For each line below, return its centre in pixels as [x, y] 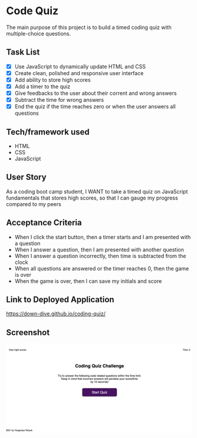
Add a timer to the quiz [42, 86]
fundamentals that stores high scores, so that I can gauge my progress [92, 198]
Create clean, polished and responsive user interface [79, 73]
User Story [26, 177]
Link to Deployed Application [60, 300]
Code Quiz [32, 11]
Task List [23, 52]
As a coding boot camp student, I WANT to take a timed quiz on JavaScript [97, 191]
